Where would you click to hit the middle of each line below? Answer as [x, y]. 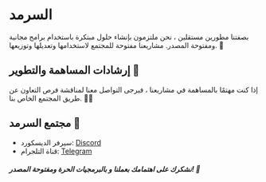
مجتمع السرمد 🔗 [45, 123]
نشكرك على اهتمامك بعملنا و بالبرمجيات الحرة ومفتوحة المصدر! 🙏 [105, 169]
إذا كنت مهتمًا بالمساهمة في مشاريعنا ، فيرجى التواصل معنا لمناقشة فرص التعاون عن [133, 89]
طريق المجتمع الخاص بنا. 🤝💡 [51, 98]
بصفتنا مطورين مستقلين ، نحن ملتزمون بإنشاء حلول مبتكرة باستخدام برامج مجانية [129, 37]
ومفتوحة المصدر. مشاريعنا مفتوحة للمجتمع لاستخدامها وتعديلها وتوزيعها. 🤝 [116, 45]
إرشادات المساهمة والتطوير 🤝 [74, 71]
